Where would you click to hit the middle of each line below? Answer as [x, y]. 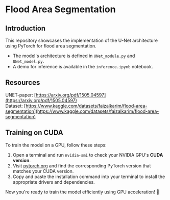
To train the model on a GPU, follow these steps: [56, 145]
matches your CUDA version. [43, 171]
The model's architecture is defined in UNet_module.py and [74, 56]
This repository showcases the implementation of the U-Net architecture [82, 40]
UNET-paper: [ [21, 95]
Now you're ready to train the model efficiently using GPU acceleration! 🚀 [82, 192]
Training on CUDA [34, 133]
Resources [23, 83]
